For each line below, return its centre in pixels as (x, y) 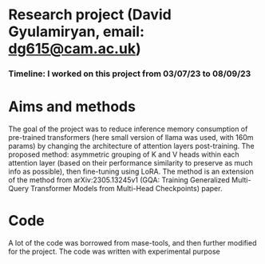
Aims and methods (72, 107)
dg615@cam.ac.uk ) (75, 49)
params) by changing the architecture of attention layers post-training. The (131, 146)
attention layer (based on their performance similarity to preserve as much (131, 163)
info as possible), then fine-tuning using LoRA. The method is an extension (131, 172)
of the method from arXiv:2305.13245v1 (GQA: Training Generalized (119, 180)
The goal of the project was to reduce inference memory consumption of (128, 129)
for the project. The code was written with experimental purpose (115, 251)
